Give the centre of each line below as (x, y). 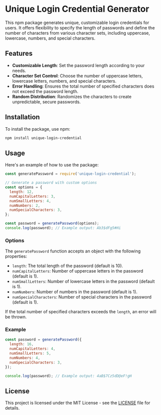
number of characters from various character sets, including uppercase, (78, 33)
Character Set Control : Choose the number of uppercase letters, (77, 76)
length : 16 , (22, 344)
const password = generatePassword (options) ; (52, 224)
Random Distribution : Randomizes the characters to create (72, 96)
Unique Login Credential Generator (77, 9)
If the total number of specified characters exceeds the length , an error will (81, 312)
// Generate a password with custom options (51, 183)
